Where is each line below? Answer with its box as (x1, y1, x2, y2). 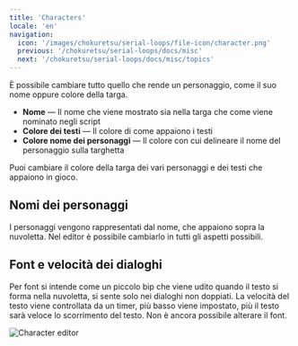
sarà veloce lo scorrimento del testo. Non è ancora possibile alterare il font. (9, 309, 287, 320)
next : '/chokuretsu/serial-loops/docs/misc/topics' (17, 55, 215, 64)
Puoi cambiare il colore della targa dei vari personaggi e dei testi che (9, 163, 263, 173)
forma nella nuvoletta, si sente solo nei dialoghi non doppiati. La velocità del (9, 290, 290, 301)
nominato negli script (22, 116, 101, 127)
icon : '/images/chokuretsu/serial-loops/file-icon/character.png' (17, 38, 271, 48)
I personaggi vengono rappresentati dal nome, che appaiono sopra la (9, 221, 265, 232)
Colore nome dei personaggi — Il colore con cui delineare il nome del (22, 136, 281, 146)
